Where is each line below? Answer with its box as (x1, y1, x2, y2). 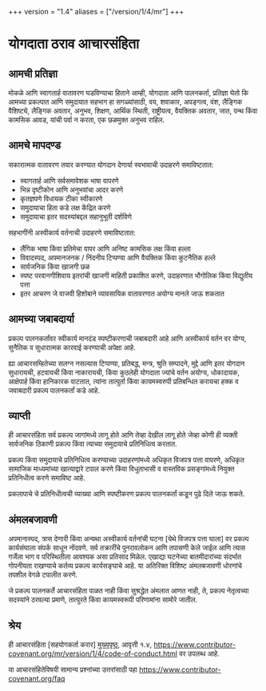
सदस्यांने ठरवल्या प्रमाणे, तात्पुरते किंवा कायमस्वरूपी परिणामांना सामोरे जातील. (8, 595, 198, 605)
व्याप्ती (8, 409, 30, 423)
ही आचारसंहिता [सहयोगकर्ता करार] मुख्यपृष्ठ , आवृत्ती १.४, (8, 640, 153, 649)
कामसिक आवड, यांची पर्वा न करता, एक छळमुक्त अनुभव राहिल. (8, 115, 165, 125)
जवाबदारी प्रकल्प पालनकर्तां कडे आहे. (8, 385, 100, 395)
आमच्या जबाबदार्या (8, 312, 74, 326)
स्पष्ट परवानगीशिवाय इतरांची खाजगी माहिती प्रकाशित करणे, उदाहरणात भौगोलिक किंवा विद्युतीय (19, 271, 253, 280)
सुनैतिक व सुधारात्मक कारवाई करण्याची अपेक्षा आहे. (8, 343, 136, 352)
